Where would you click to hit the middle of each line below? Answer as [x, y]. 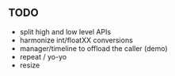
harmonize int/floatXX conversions [76, 40]
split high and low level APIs [65, 31]
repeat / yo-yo [43, 56]
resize [30, 65]
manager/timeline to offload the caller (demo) [93, 48]
